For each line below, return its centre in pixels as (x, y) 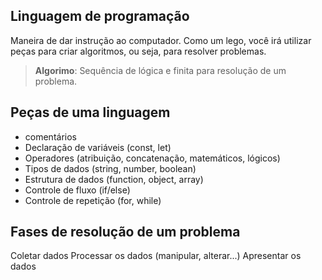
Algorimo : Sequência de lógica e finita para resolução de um (160, 70)
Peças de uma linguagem (90, 112)
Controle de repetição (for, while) (93, 200)
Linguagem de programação (100, 16)
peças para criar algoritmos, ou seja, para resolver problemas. (138, 51)
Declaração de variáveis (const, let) (98, 147)
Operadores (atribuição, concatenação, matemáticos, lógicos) (152, 158)
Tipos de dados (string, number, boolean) (110, 168)
